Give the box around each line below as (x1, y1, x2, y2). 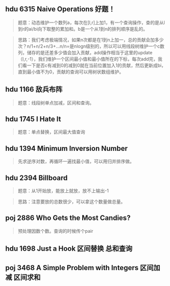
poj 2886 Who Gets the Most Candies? (5, 214, 131, 223)
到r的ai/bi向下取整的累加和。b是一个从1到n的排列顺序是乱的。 (17, 26, 148, 32)
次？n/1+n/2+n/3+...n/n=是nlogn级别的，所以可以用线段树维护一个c (17, 43, 160, 49)
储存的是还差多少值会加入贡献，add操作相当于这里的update (27, 49, 153, 55)
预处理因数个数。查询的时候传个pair (17, 228, 93, 234)
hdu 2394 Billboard (5, 173, 68, 182)
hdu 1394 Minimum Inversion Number (5, 144, 128, 152)
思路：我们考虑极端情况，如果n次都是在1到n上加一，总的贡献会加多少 (17, 36, 164, 42)
